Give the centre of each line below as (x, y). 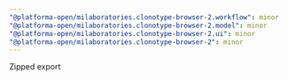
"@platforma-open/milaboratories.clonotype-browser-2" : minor (126, 42)
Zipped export (35, 67)
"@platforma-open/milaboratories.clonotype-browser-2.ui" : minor (132, 33)
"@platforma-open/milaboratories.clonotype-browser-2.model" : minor (138, 25)
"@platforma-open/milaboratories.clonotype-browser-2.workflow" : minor (144, 17)
